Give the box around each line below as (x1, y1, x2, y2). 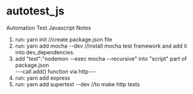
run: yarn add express (15, 74, 70, 81)
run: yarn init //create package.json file (15, 36, 112, 43)
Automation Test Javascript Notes (6, 24, 92, 31)
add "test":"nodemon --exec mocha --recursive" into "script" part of (15, 55, 187, 62)
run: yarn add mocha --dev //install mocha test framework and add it (15, 42, 188, 49)
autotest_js (6, 4, 65, 18)
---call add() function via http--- (15, 67, 96, 75)
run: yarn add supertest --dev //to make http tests (15, 80, 140, 88)
